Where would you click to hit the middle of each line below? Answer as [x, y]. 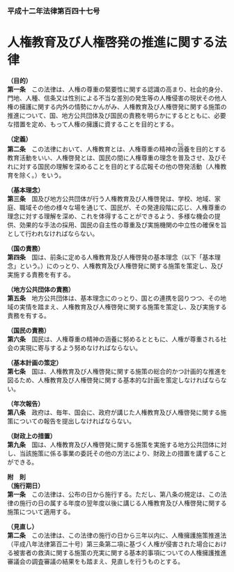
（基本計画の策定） [35, 362]
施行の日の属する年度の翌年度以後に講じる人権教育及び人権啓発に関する [123, 503]
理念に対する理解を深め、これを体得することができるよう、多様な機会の [111, 216]
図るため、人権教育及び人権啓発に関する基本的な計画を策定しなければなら [114, 380]
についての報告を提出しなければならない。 [74, 421]
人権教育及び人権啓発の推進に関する [111, 43]
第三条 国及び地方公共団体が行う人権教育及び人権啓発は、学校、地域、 [111, 198]
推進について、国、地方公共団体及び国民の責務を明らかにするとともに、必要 [117, 115]
